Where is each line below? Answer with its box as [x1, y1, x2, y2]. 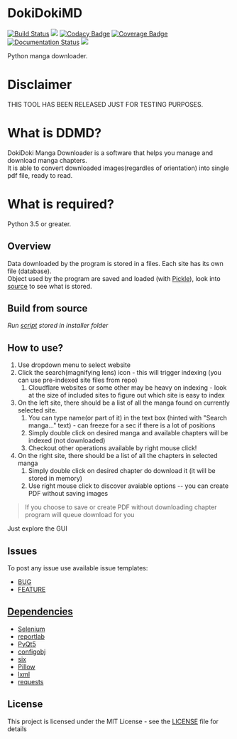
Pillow [17, 662, 35, 671]
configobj [17, 647, 46, 656]
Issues [7, 545, 38, 557]
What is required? [7, 196, 115, 212]
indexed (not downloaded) [28, 436, 106, 445]
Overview [7, 240, 52, 252]
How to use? [7, 341, 64, 353]
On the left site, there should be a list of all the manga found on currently [17, 398, 231, 407]
